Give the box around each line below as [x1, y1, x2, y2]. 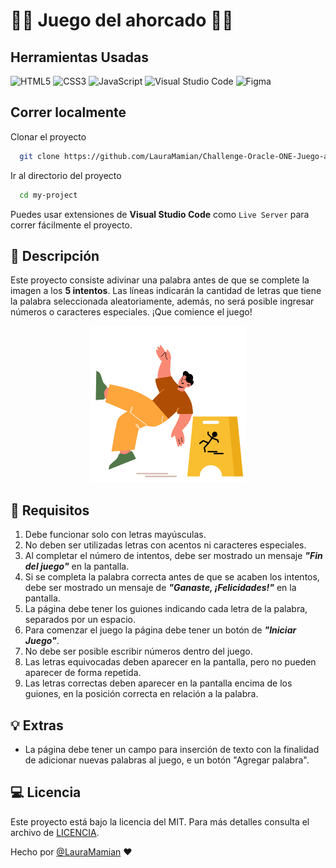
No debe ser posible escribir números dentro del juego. [24, 645, 253, 658]
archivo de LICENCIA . [10, 826, 100, 838]
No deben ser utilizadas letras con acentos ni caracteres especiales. [24, 539, 307, 551]
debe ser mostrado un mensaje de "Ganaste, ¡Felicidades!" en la [24, 582, 297, 594]
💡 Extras [10, 717, 64, 734]
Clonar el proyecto [10, 130, 87, 143]
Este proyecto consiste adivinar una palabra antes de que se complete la [10, 274, 310, 286]
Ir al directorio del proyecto [10, 169, 122, 181]
